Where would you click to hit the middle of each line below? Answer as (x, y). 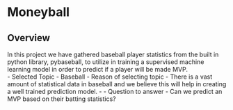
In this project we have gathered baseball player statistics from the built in (113, 54)
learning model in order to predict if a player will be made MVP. (97, 69)
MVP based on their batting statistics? (62, 99)
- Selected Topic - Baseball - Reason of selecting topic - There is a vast (110, 77)
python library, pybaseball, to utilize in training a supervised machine (106, 62)
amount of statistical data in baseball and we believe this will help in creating (117, 84)
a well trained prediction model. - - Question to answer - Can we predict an (115, 92)
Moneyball (39, 12)
